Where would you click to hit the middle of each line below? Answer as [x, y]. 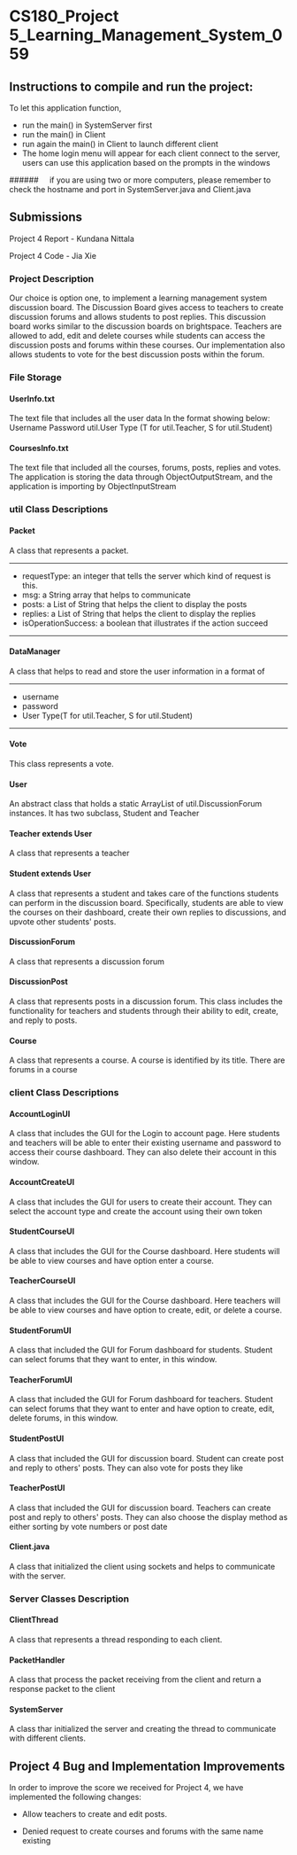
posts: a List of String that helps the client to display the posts [134, 604]
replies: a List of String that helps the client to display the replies [139, 613]
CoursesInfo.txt [39, 448]
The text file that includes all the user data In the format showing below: [140, 418]
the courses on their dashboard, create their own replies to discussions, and [148, 912]
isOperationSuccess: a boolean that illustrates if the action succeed [145, 623]
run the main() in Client [64, 134]
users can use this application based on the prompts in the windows [146, 163]
